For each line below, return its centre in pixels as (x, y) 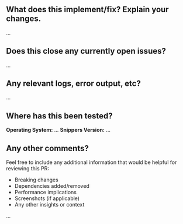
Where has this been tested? (59, 116)
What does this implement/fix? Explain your (87, 10)
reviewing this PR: (28, 169)
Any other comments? (47, 148)
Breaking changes (36, 180)
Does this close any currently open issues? (86, 51)
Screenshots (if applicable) (47, 198)
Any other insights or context (49, 205)
